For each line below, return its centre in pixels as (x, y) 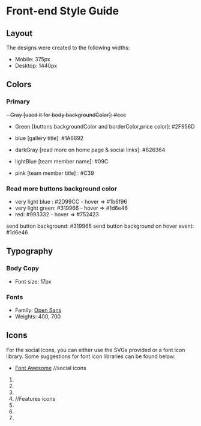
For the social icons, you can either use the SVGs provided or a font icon (96, 350)
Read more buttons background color (62, 189)
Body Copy (23, 269)
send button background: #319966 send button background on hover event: (100, 226)
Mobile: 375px (32, 59)
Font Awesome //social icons (50, 368)
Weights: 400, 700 (38, 316)
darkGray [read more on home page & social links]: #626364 (90, 150)
